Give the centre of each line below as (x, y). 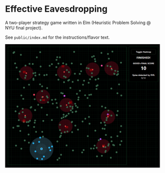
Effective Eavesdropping (56, 9)
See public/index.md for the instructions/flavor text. (57, 37)
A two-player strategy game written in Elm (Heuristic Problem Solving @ (78, 23)
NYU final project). (24, 27)
